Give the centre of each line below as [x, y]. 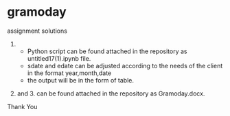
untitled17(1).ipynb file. [59, 58]
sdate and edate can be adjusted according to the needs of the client [125, 66]
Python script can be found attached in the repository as [107, 51]
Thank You [22, 106]
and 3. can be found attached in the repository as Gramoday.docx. [111, 93]
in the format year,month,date [69, 73]
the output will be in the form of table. [81, 80]
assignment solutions [37, 31]
